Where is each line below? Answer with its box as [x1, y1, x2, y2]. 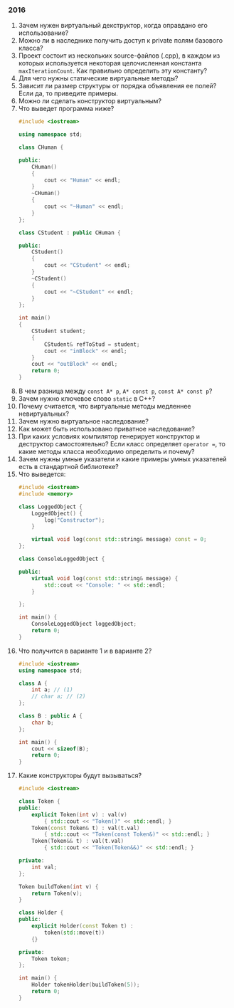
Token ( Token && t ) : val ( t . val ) [31, 838, 124, 845]
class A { [18, 680, 48, 687]
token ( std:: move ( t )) [44, 929, 105, 936]
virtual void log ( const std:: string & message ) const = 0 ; [31, 536, 207, 543]
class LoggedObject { [18, 503, 83, 510]
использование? [18, 28, 69, 37]
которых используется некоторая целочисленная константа [18, 59, 202, 68]
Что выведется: [18, 470, 66, 478]
